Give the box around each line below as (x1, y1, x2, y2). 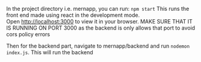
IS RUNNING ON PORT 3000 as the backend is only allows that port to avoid (6, 24, 196, 31)
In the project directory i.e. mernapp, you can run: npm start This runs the (6, 5, 190, 12)
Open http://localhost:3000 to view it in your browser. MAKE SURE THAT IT (6, 18, 193, 25)
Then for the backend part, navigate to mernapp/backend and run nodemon (6, 42, 190, 49)
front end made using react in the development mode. (6, 11, 140, 19)
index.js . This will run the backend (6, 49, 93, 56)
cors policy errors (6, 31, 51, 38)
